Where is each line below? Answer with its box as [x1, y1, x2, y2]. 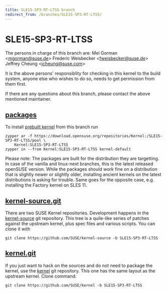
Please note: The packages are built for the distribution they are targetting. [5, 156, 159, 162]
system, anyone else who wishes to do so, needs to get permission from [5, 76, 155, 82]
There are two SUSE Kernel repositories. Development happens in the [5, 210, 149, 216]
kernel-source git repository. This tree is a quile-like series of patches [5, 215, 149, 221]
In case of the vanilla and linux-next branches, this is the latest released [5, 161, 153, 167]
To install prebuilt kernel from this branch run [5, 124, 98, 130]
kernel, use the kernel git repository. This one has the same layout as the [5, 267, 155, 273]
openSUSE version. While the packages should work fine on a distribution [5, 166, 158, 172]
